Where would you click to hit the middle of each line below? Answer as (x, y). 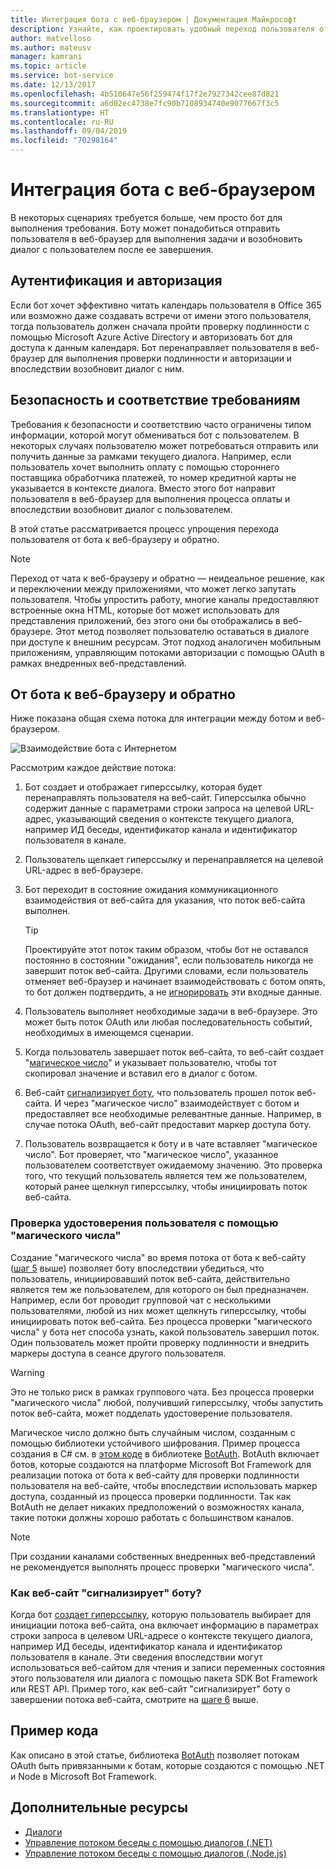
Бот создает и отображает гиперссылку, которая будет (143, 787)
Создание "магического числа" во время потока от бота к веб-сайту (158, 1257)
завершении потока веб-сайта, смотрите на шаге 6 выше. (135, 1699)
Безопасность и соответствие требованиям (155, 400)
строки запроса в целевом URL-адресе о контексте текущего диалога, (161, 1635)
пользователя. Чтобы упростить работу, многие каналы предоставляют (165, 599)
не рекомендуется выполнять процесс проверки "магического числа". (162, 1567)
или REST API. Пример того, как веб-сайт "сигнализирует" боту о (150, 1688)
